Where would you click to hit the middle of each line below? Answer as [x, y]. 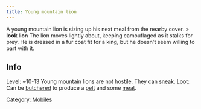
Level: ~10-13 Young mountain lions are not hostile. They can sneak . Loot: [98, 81]
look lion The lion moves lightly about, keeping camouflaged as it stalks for [100, 35]
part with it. [21, 48]
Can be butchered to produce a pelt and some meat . [72, 88]
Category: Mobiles [29, 99]
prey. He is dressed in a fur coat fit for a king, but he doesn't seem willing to [101, 42]
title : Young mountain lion [42, 12]
